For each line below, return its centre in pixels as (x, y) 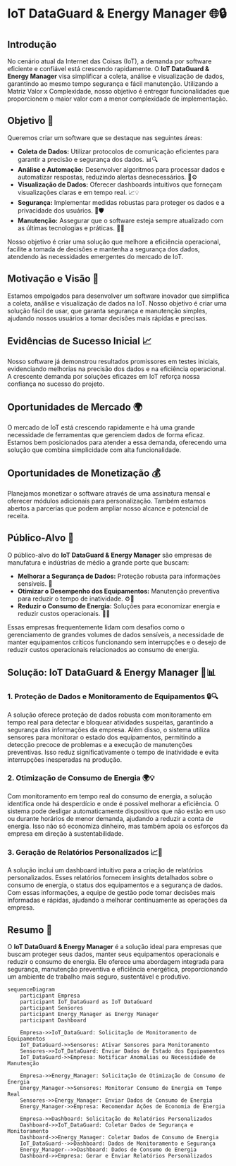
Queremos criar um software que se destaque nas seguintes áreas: (105, 137)
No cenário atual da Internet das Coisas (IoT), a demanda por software (110, 61)
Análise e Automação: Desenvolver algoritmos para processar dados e (121, 169)
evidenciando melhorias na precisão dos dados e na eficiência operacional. (117, 369)
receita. (18, 516)
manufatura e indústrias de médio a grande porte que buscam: (98, 562)
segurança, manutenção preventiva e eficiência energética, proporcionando (118, 969)
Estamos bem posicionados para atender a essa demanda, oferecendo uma (117, 443)
